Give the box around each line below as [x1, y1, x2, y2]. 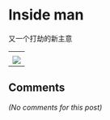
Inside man [8, 6, 84, 24]
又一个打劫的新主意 [8, 33, 73, 43]
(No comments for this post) [8, 102, 103, 112]
